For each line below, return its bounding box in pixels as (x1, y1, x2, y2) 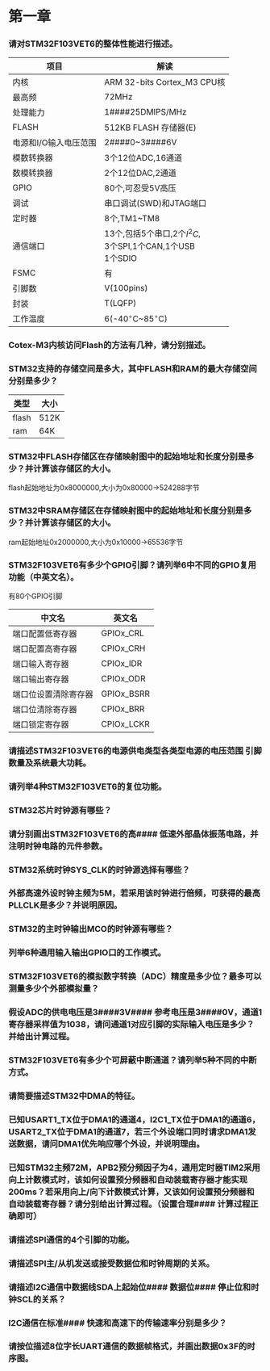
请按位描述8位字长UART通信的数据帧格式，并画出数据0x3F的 (8, 1341, 247, 1352)
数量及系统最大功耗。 (8, 757, 91, 768)
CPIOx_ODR (101, 673, 146, 684)
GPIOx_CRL (101, 627, 145, 639)
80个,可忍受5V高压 (104, 182, 177, 194)
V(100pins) (104, 282, 148, 293)
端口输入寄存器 (12, 658, 70, 669)
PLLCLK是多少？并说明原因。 (8, 899, 123, 911)
